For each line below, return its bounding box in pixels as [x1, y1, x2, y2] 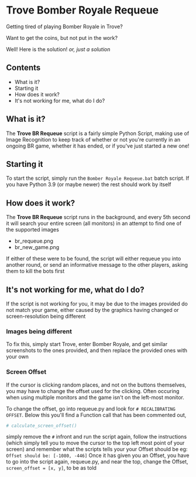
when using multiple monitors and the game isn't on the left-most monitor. [6, 394, 184, 401]
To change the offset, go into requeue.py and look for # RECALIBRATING [6, 405, 176, 412]
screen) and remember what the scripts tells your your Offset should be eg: [6, 446, 188, 453]
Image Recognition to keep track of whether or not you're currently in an [6, 136, 180, 143]
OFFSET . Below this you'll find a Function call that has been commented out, [6, 411, 187, 418]
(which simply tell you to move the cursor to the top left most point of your [6, 439, 185, 446]
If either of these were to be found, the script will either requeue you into [6, 255, 181, 262]
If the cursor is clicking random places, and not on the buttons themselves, [6, 381, 187, 388]
